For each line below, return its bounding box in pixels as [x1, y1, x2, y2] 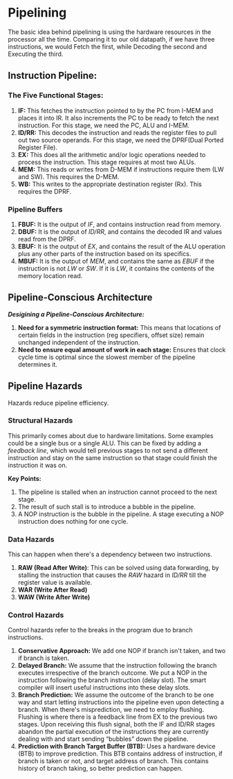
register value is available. [17, 578, 93, 587]
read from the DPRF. [17, 235, 77, 243]
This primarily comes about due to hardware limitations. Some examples [8, 431, 214, 440]
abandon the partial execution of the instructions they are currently [17, 728, 209, 736]
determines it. [17, 360, 58, 368]
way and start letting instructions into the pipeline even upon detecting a [17, 698, 224, 706]
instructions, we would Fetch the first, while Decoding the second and [8, 42, 207, 51]
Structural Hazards [8, 416, 73, 425]
